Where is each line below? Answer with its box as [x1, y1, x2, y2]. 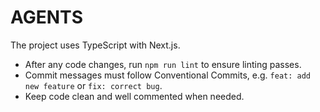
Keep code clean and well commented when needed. [24, 90, 245, 102]
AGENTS [10, 6, 83, 29]
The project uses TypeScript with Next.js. [10, 39, 181, 51]
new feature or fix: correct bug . [24, 79, 163, 91]
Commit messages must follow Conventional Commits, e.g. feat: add [24, 69, 312, 81]
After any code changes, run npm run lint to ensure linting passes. [24, 58, 302, 70]
